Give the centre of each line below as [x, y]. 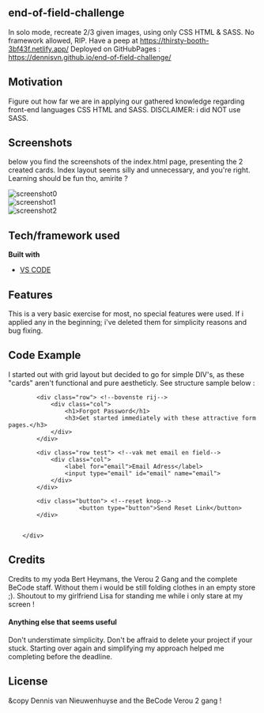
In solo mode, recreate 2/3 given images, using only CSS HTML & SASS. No [131, 32]
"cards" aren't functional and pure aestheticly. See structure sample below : [132, 383]
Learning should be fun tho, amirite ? [68, 179]
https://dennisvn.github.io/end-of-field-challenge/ [90, 57]
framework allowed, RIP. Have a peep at [73, 40]
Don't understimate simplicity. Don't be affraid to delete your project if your [130, 639]
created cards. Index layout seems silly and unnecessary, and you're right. [129, 170]
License [28, 682]
